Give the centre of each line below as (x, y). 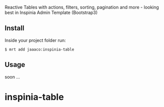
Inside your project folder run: (35, 40)
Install (14, 28)
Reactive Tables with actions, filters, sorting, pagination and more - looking (82, 7)
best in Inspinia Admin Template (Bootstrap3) (51, 12)
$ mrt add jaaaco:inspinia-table (39, 49)
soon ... (12, 76)
